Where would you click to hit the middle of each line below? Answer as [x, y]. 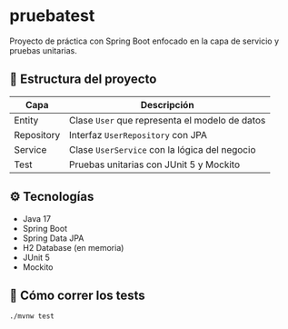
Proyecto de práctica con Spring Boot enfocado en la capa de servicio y [144, 41]
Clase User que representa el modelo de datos [168, 120]
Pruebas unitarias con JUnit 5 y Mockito [155, 164]
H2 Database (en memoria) [73, 247]
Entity [26, 120]
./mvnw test [32, 316]
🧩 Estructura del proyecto [83, 80]
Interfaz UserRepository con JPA [138, 135]
